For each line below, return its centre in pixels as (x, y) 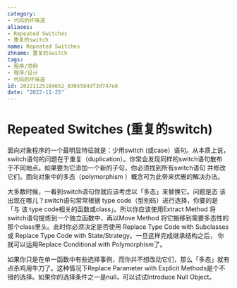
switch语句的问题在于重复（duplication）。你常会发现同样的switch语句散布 (115, 159)
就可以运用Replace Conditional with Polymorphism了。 (87, 244)
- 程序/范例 (23, 66)
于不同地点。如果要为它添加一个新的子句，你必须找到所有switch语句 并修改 (116, 168)
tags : (15, 60)
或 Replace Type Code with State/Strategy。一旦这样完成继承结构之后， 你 (116, 236)
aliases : (20, 27)
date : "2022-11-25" (36, 92)
